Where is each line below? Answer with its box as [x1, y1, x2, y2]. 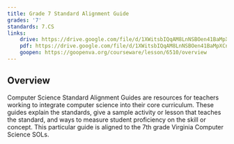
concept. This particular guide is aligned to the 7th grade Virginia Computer [7, 122, 224, 131]
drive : [19, 36, 39, 43]
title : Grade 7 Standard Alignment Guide [7, 10, 130, 17]
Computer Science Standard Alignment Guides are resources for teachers [7, 93, 219, 102]
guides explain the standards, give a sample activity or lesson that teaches [7, 108, 221, 116]
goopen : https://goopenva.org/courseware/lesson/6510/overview [19, 49, 208, 56]
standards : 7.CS [7, 23, 54, 30]
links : [7, 29, 26, 37]
